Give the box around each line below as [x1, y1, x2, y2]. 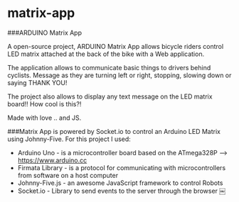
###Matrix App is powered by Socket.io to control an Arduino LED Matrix [7, 127, 221, 135]
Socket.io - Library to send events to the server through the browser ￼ [17, 186, 226, 195]
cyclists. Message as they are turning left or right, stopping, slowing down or [7, 71, 232, 79]
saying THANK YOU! [7, 78, 68, 86]
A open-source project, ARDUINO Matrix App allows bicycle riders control [7, 42, 224, 50]
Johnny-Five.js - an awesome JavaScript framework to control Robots [17, 179, 223, 187]
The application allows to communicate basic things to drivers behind [7, 63, 211, 72]
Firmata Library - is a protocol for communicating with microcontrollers [17, 163, 226, 172]
